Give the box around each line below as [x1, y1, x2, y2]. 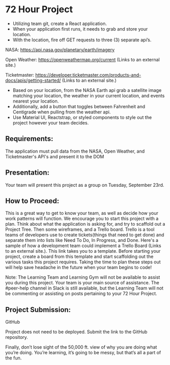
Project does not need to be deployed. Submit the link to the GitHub [5, 329, 148, 335]
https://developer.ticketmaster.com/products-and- [35, 71, 141, 78]
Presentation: [5, 168, 50, 177]
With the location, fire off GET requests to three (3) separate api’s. [12, 37, 152, 43]
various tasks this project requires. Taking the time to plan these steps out [5, 259, 161, 265]
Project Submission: [5, 305, 71, 314]
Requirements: [5, 134, 54, 143]
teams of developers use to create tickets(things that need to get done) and [5, 232, 164, 238]
